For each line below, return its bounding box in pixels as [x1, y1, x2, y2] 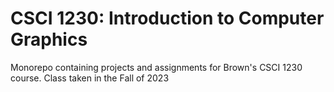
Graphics [10, 28, 88, 51]
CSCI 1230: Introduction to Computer [10, 7, 325, 30]
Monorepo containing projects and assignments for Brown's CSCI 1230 [10, 61, 303, 73]
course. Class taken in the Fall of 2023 [10, 72, 170, 84]
